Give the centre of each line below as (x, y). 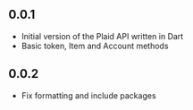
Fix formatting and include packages (89, 95)
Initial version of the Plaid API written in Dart (102, 36)
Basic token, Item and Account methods (95, 46)
